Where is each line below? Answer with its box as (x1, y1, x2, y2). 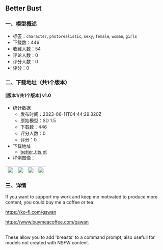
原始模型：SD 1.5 (20, 117, 56, 123)
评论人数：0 (12, 52, 38, 58)
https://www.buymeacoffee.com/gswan (5, 219, 89, 225)
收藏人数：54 (12, 45, 41, 52)
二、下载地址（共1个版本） (5, 79, 70, 86)
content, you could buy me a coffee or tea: (5, 199, 95, 206)
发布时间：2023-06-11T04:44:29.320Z (20, 111, 102, 117)
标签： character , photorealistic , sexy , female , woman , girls (12, 33, 138, 39)
